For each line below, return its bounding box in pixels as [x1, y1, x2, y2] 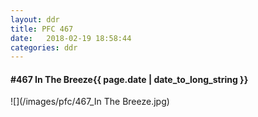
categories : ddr [10, 42, 78, 53]
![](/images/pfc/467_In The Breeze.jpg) [10, 96, 170, 108]
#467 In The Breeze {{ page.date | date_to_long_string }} [10, 73, 249, 85]
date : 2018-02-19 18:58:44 [10, 33, 132, 43]
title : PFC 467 [10, 24, 74, 34]
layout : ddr [10, 14, 60, 25]
